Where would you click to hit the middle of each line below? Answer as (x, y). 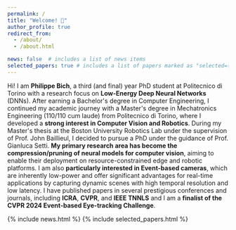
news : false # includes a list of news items (77, 59)
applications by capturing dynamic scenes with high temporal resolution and (118, 183)
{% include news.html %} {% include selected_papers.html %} (98, 219)
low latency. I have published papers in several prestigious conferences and (117, 190)
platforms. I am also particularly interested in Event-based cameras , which (118, 168)
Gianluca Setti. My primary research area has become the (92, 146)
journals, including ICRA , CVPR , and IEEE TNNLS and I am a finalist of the (115, 198)
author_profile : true (39, 27)
